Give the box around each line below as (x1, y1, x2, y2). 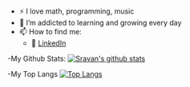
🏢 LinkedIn (30, 38, 67, 48)
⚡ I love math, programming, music (18, 6, 135, 16)
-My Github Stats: (7, 54, 66, 63)
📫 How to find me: (18, 27, 82, 36)
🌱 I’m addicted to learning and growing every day (18, 18, 182, 27)
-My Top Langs (7, 69, 58, 78)
